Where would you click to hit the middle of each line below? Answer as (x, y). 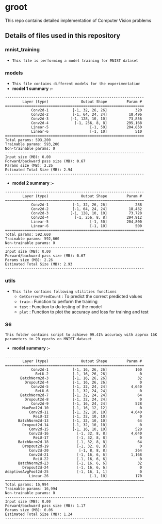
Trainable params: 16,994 (31, 489)
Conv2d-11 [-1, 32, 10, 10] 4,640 (85, 412)
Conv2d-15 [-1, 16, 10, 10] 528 (85, 429)
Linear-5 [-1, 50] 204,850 (86, 127)
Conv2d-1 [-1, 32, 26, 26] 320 (86, 110)
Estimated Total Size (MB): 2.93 (39, 264)
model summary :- (31, 348)
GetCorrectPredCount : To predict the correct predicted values (81, 297)
